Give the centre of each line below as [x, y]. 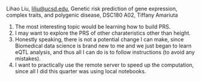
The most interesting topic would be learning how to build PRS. [93, 27]
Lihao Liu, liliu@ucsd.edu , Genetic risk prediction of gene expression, [92, 9]
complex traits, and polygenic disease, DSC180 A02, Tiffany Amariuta [92, 15]
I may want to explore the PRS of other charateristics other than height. [103, 33]
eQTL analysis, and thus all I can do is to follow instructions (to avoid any [105, 52]
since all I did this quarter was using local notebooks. [80, 71]
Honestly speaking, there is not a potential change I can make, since [99, 39]
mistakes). [28, 58]
